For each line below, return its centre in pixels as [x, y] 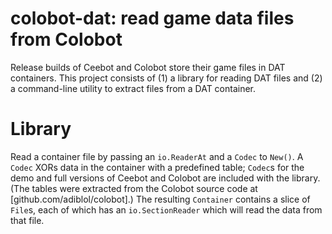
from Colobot [66, 39]
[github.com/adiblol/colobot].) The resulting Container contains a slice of [160, 199]
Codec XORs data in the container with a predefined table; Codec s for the [157, 167]
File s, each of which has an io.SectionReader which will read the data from [166, 209]
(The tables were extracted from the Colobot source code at [134, 188]
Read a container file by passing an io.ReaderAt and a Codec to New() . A [157, 156]
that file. [27, 220]
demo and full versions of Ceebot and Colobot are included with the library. [165, 178]
